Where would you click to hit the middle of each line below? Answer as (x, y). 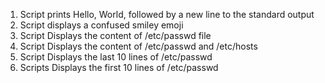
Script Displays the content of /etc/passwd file (115, 35)
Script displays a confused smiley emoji (101, 25)
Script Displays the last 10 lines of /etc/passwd (116, 57)
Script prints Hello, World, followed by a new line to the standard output (167, 14)
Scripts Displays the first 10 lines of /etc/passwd (119, 67)
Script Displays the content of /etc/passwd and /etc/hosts (138, 46)
